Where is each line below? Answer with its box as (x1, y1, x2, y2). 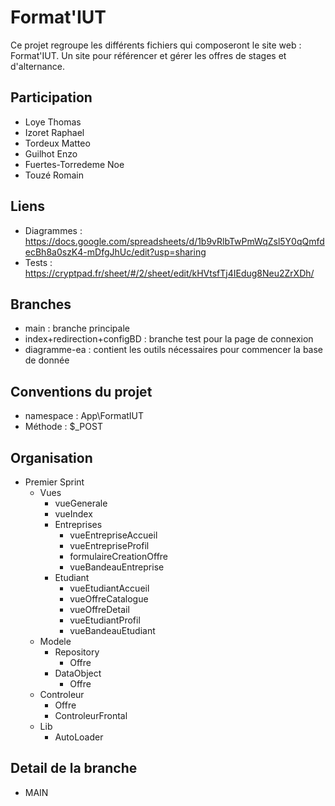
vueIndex (54, 508, 93, 520)
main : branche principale (24, 322, 130, 335)
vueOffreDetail (69, 604, 130, 615)
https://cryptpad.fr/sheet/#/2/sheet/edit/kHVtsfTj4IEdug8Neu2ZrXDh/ (24, 267, 315, 279)
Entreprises (54, 519, 103, 530)
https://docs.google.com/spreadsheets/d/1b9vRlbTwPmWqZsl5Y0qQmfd (24, 235, 325, 247)
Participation (10, 89, 93, 106)
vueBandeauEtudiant (69, 625, 156, 636)
